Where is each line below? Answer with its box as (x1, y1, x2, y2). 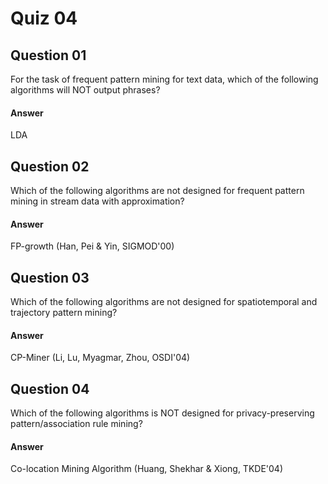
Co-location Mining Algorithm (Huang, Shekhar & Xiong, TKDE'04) (10, 463, 283, 475)
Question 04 (10, 380, 90, 397)
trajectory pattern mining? (10, 307, 118, 319)
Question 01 (10, 47, 87, 64)
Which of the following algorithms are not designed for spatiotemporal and (10, 296, 318, 308)
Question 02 (10, 158, 90, 175)
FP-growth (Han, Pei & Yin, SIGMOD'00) (10, 240, 175, 252)
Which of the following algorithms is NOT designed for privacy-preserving (10, 407, 315, 419)
